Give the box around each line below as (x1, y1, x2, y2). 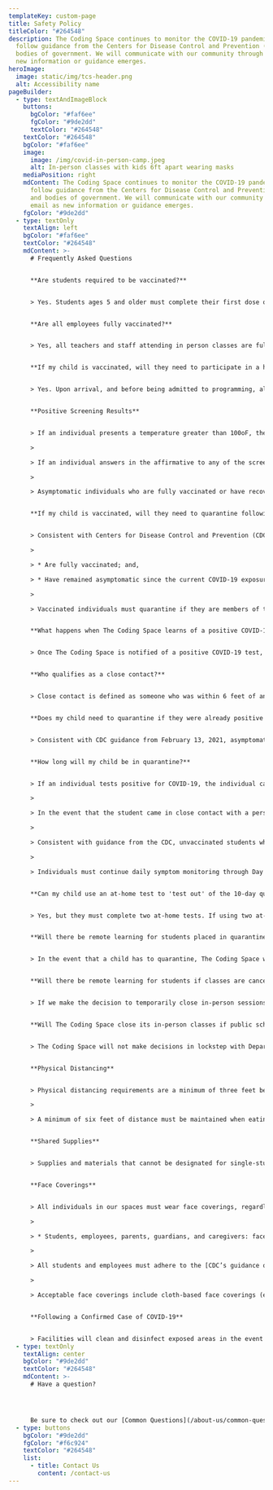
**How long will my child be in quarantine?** (29, 758, 191, 766)
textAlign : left (23, 224, 79, 232)
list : (23, 1454, 42, 1462)
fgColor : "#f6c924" (23, 1439, 89, 1447)
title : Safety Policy (8, 20, 82, 28)
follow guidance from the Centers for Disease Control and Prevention (15, 42, 260, 51)
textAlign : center (23, 1350, 85, 1358)
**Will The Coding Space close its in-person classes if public (29, 1020, 253, 1029)
